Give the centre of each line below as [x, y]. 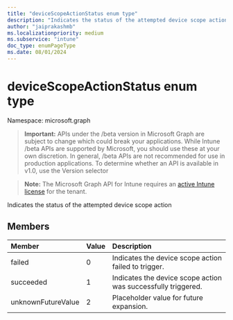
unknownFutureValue [45, 302]
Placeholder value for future [157, 297]
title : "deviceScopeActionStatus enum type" [72, 14]
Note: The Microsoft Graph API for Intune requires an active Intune [119, 184]
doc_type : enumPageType [42, 46]
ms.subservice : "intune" [43, 39]
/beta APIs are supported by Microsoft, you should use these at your [122, 148]
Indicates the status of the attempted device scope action [89, 204]
